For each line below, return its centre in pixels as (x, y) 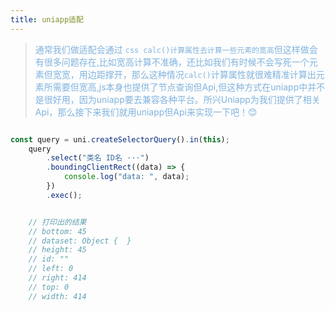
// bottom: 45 (57, 231)
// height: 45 (57, 250)
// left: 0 (51, 269)
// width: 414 (57, 296)
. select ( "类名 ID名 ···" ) (98, 158)
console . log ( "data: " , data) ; (126, 177)
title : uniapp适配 (47, 19)
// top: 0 (49, 287)
